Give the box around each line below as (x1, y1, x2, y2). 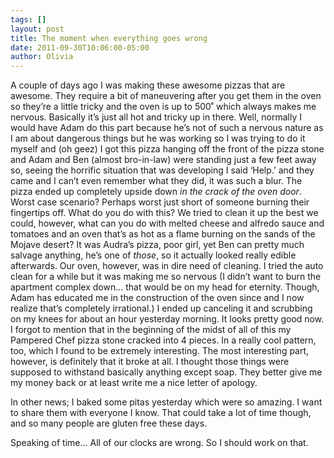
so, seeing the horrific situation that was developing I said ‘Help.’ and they (10, 164, 315, 176)
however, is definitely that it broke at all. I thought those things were (10, 356, 290, 368)
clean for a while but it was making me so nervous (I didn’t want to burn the (10, 271, 322, 283)
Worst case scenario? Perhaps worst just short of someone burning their (10, 196, 310, 208)
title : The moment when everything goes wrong (10, 33, 208, 43)
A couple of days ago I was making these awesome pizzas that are (10, 79, 286, 91)
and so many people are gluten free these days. (10, 417, 208, 430)
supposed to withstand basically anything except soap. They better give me (10, 366, 323, 378)
